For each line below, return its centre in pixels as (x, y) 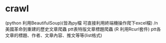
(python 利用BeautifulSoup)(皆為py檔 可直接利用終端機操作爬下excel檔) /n (81, 23)
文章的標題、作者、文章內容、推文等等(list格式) (54, 35)
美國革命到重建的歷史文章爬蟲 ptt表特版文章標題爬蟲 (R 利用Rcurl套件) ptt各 (83, 29)
